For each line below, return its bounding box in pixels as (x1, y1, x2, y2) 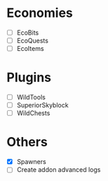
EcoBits (16, 28, 39, 37)
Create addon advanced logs (16, 165, 101, 174)
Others (6, 134, 48, 150)
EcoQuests (16, 37, 48, 45)
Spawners (16, 158, 46, 166)
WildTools (16, 93, 46, 102)
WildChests (16, 109, 50, 117)
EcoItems (16, 45, 44, 53)
